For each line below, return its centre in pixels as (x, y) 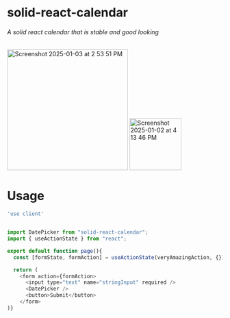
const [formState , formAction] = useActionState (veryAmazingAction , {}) (119, 257)
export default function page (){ (55, 251)
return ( (26, 270)
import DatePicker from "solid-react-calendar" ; (78, 232)
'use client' (26, 214)
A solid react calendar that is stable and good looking (83, 32)
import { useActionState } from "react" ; (67, 239)
